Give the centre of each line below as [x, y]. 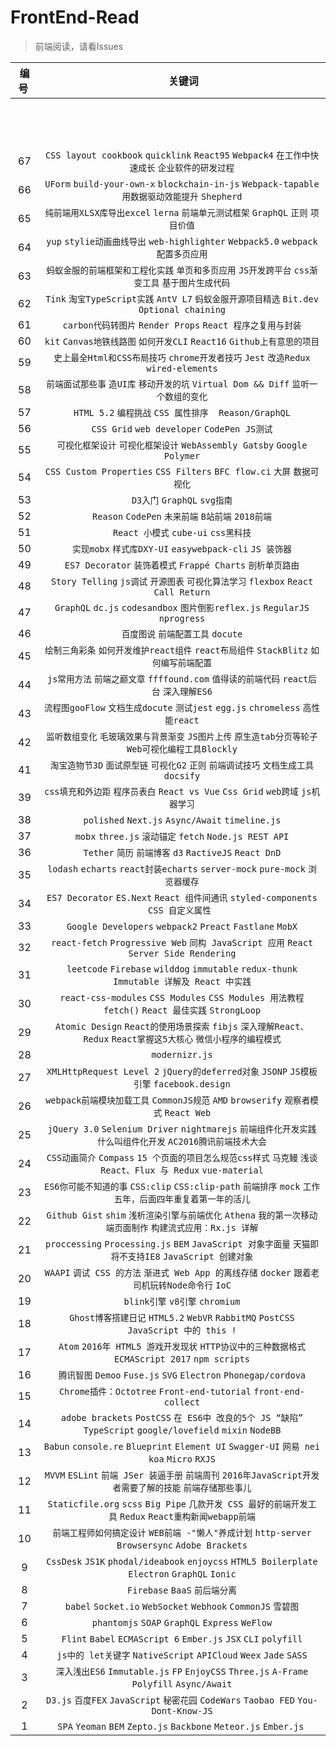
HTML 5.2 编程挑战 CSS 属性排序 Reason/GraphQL [182, 412]
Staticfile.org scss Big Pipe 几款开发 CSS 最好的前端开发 [177, 1504]
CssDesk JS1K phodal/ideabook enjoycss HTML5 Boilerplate [182, 1561]
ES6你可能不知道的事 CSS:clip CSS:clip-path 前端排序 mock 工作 [181, 1186]
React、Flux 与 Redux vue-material [182, 1170]
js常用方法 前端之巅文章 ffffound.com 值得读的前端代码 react [177, 679]
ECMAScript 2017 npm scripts [182, 1359]
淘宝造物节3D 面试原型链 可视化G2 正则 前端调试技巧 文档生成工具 [182, 765]
